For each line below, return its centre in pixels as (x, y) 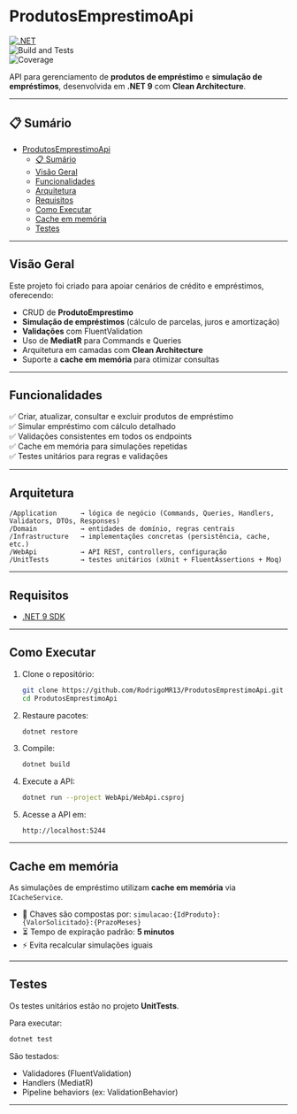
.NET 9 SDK (43, 616)
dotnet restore (50, 732)
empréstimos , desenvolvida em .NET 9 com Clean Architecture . (128, 86)
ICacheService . (36, 897)
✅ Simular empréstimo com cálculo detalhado (93, 426)
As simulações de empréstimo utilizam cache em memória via (122, 887)
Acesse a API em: (54, 815)
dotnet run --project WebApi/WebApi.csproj (103, 798)
